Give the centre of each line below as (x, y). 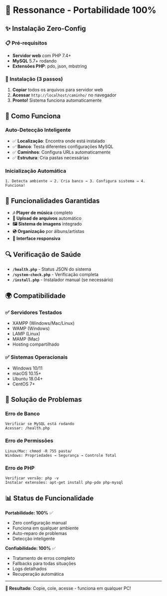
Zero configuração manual (40, 522)
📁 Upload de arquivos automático (47, 218)
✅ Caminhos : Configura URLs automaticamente (61, 152)
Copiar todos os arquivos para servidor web (58, 90)
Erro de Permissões (29, 441)
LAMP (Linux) (26, 334)
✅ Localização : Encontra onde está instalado (59, 141)
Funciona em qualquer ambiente (45, 528)
